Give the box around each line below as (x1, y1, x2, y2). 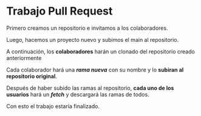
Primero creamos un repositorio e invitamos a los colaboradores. (6, 24, 168, 32)
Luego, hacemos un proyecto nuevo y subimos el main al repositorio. (6, 36, 179, 43)
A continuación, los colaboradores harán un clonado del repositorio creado (6, 47, 196, 55)
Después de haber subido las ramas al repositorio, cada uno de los (6, 84, 174, 92)
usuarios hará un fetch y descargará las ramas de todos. (6, 90, 150, 98)
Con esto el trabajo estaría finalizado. (6, 102, 100, 110)
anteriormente (6, 54, 42, 61)
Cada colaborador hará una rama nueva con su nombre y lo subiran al (6, 66, 184, 73)
